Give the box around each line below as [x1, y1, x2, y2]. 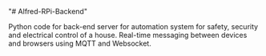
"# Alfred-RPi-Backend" [8, 7, 88, 16]
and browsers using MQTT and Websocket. [8, 39, 152, 48]
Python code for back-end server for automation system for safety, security [8, 22, 259, 31]
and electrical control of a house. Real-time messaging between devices [8, 31, 248, 39]
